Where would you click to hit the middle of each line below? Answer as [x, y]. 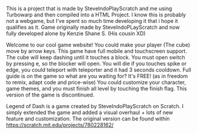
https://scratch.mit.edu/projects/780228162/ [60, 125]
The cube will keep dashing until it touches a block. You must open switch [96, 57]
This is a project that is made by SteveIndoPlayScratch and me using [89, 9]
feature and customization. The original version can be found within [88, 119]
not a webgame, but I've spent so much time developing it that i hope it [92, 21]
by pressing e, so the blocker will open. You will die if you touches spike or [96, 63]
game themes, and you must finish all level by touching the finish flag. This [96, 88]
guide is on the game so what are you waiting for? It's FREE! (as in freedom [97, 76]
